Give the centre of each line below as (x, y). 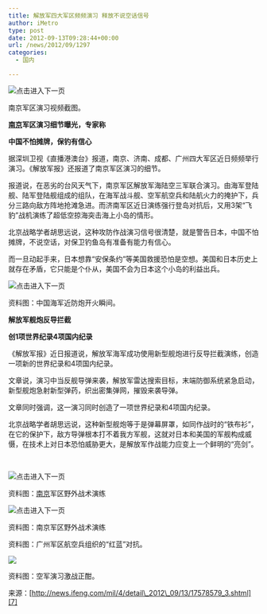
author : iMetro (33, 23)
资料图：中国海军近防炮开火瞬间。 (64, 303)
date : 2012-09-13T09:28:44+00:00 (64, 38)
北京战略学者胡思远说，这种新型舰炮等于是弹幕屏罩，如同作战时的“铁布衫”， (133, 424)
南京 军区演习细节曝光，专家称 (57, 124)
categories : (28, 53)
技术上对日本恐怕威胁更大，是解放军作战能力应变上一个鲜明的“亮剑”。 (143, 444)
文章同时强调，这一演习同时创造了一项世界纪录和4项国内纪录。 (112, 407)
